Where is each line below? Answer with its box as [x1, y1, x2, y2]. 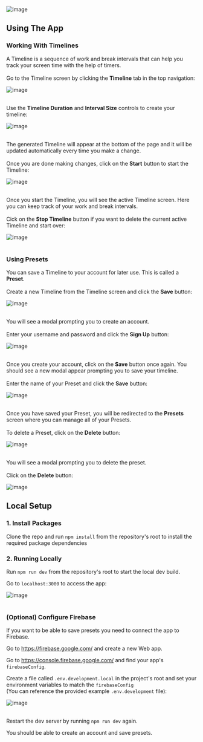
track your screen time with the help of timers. [6, 61, 121, 69]
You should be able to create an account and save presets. [6, 729, 153, 737]
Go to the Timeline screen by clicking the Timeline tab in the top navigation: [6, 74, 195, 82]
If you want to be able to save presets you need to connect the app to [6, 626, 179, 634]
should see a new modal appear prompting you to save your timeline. [6, 366, 178, 374]
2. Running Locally [6, 554, 62, 562]
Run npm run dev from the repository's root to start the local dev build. [6, 568, 181, 575]
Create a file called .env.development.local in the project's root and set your [6, 675, 197, 682]
